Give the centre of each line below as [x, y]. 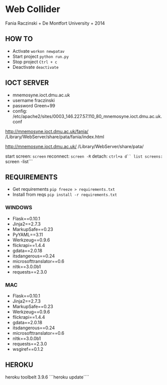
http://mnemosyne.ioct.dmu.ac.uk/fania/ [47, 131]
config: [20, 111]
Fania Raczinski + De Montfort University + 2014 [55, 23]
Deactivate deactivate [35, 67]
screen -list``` [19, 161]
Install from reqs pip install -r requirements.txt [65, 195]
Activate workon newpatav [39, 51]
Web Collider [33, 9]
